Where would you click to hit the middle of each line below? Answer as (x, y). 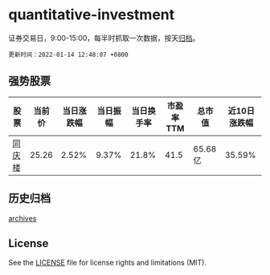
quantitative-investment (92, 15)
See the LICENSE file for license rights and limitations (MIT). (108, 263)
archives (22, 218)
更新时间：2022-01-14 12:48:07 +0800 (68, 55)
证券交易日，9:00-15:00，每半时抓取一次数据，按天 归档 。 (104, 38)
